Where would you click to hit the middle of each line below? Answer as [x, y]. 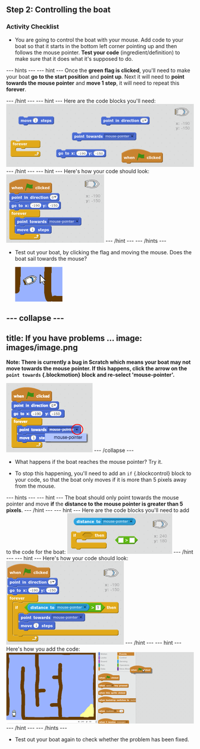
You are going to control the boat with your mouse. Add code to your [99, 40]
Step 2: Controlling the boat [59, 10]
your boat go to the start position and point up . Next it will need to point [95, 76]
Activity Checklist [33, 27]
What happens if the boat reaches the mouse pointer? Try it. [88, 461]
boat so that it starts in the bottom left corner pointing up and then [96, 46]
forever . [16, 89]
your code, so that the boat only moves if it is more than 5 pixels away [101, 479]
